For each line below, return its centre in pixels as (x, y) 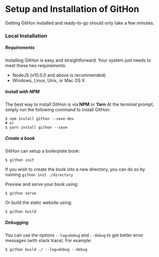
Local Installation (26, 36)
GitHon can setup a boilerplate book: (43, 151)
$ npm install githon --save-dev (40, 119)
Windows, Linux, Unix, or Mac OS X (49, 80)
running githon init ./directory (39, 174)
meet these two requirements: (36, 65)
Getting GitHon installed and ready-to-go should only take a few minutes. (80, 23)
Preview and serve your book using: (42, 184)
